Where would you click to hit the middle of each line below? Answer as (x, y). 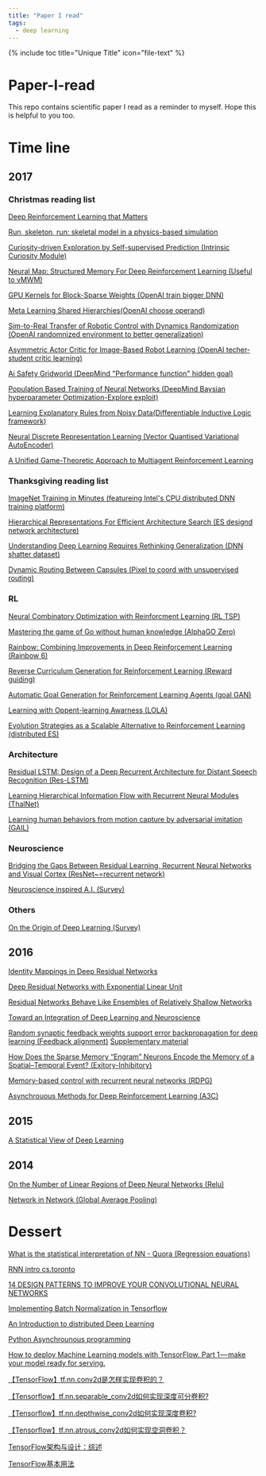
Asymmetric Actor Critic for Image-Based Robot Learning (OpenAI (116, 350)
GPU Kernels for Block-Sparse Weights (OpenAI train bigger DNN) (116, 296)
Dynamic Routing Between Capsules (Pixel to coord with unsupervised (123, 570)
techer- (238, 350)
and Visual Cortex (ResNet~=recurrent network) (87, 874)
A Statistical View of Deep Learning (66, 1140)
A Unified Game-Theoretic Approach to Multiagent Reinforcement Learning (131, 461)
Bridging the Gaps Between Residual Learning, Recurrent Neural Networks (130, 866)
